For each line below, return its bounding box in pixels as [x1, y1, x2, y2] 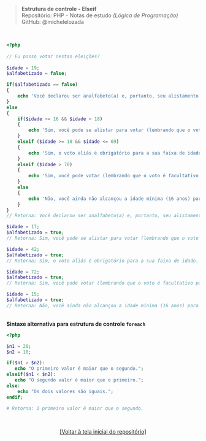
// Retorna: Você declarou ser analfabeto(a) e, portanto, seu [6, 213, 172, 219]
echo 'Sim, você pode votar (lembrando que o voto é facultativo [28, 173, 199, 179]
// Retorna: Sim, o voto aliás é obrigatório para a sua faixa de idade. [6, 258, 199, 264]
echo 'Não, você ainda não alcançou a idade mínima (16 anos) [28, 196, 191, 202]
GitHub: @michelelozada [21, 18, 85, 25]
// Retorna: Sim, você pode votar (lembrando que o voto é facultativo [6, 280, 193, 286]
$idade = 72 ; [6, 269, 40, 275]
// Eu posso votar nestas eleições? [6, 53, 100, 59]
